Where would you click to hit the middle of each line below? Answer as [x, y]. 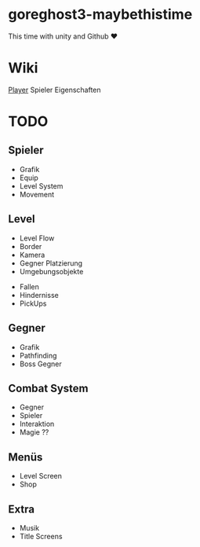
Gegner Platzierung [51, 263]
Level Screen [41, 476]
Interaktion [37, 424]
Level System [41, 185]
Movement [37, 194]
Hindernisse [39, 295]
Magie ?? [34, 432]
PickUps [33, 303]
